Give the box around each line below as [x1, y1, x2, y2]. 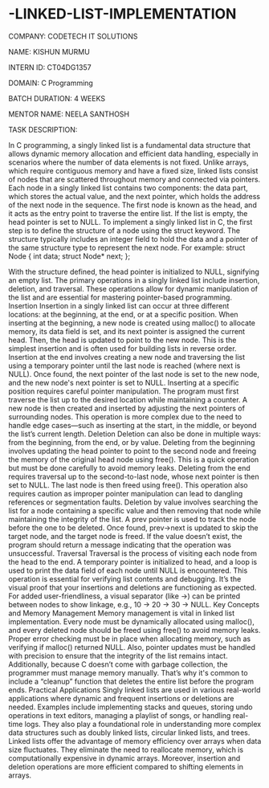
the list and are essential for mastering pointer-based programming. [8, 292, 233, 302]
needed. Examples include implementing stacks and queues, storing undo [8, 702, 253, 712]
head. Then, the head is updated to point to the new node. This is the [8, 335, 237, 345]
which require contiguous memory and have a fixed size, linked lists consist [8, 165, 259, 175]
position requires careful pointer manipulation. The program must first [8, 386, 239, 396]
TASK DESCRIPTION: [8, 125, 78, 134]
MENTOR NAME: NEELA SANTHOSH [8, 109, 130, 119]
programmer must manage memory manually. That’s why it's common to [8, 668, 248, 677]
